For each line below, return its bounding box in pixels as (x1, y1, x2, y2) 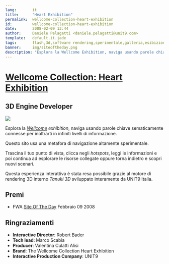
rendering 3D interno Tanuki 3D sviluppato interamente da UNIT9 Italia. (5, 176, 153, 182)
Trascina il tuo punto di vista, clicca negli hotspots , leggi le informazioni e (5, 150, 157, 156)
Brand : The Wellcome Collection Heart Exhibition (12, 248, 114, 254)
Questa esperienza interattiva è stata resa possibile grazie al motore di (5, 170, 151, 177)
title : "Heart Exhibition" (5, 12, 73, 17)
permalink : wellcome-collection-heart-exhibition (5, 17, 114, 22)
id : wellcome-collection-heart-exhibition (5, 21, 114, 27)
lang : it (5, 7, 37, 13)
